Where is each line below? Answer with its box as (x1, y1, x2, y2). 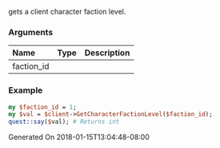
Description (84, 47, 130, 58)
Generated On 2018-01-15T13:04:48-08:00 (8, 132, 150, 142)
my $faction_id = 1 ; (8, 103, 78, 111)
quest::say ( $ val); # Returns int (8, 118, 120, 126)
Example (8, 85, 43, 96)
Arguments (8, 26, 54, 38)
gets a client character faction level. (8, 7, 126, 16)
